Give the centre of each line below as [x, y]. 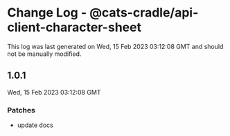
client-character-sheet [74, 27]
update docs [35, 125]
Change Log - [47, 13]
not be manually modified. [44, 54]
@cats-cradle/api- [144, 13]
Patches [21, 110]
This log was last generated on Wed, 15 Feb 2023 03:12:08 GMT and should [115, 46]
